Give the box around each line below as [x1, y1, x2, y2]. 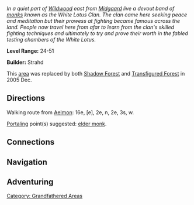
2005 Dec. [6, 76, 32, 83]
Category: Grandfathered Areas [6, 193, 83, 200]
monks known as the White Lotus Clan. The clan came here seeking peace [6, 11, 188, 18]
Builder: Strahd [6, 59, 44, 66]
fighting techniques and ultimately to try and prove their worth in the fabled [6, 30, 189, 37]
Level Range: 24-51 [6, 47, 54, 54]
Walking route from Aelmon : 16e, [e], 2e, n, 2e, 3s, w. [6, 108, 134, 116]
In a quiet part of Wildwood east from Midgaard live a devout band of [6, 5, 175, 12]
